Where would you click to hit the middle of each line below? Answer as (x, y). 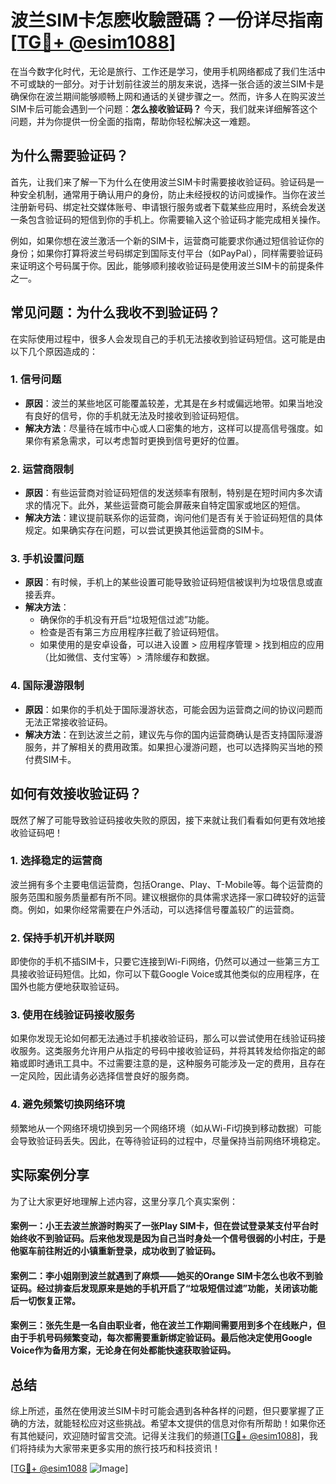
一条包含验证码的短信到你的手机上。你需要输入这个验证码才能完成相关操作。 (168, 219)
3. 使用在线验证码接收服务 (73, 1015)
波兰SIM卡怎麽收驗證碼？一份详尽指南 (167, 20)
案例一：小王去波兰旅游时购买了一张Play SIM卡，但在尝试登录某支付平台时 (164, 1226)
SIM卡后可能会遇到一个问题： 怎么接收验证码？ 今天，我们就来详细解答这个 (164, 108)
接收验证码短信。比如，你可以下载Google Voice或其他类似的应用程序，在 (169, 974)
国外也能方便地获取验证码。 (67, 987)
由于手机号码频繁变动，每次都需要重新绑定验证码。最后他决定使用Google (161, 1338)
